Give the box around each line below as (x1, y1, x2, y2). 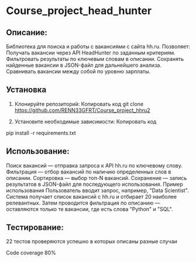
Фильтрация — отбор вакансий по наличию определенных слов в (6, 168, 171, 175)
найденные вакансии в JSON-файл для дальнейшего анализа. (6, 62, 162, 69)
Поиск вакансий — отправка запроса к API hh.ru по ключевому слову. (6, 162, 183, 169)
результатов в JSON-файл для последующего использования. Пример (6, 181, 183, 188)
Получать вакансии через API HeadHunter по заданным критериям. (6, 49, 176, 56)
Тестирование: (6, 223, 64, 233)
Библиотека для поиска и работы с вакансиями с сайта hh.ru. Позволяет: (6, 43, 190, 50)
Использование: (6, 147, 70, 156)
